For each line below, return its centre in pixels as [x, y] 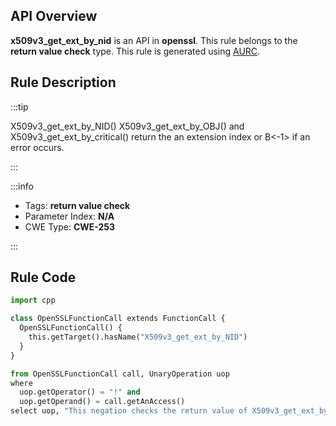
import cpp [33, 300]
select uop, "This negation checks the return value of [129, 411]
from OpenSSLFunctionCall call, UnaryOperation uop [120, 374]
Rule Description [63, 82]
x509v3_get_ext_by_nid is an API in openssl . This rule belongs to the [154, 40]
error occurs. [37, 147]
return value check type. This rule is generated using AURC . [135, 51]
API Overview [54, 16]
